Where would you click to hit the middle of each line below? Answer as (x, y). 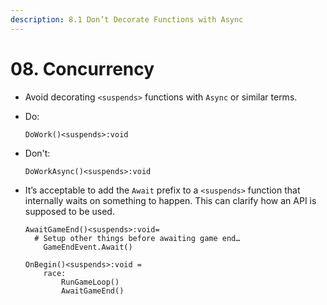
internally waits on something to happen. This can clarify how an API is (170, 200)
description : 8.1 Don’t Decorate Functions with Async (127, 19)
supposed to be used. (69, 211)
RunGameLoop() (90, 282)
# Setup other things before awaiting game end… (137, 238)
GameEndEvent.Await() (88, 247)
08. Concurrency (82, 68)
